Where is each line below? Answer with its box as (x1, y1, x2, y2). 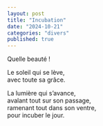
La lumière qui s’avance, (7, 89, 76, 98)
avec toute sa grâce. (7, 75, 66, 84)
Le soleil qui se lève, (7, 69, 65, 77)
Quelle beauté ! (7, 55, 50, 63)
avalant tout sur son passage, (7, 96, 91, 105)
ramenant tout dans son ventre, (7, 104, 97, 112)
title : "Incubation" (7, 17, 67, 24)
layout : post (7, 10, 45, 17)
